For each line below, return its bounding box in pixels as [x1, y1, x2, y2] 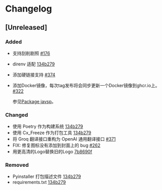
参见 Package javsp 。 [12, 98, 56, 104]
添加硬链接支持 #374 [12, 72, 56, 78]
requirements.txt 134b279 [12, 179, 66, 185]
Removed [5, 162, 29, 169]
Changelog [5, 3, 52, 15]
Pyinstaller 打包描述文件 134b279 [12, 173, 81, 179]
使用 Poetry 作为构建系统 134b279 [12, 123, 83, 130]
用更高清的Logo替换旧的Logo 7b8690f [12, 149, 92, 155]
